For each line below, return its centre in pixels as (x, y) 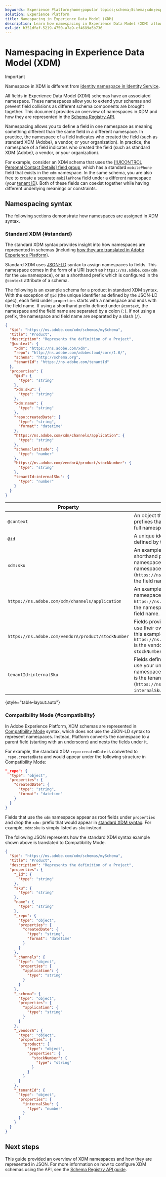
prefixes (143, 522)
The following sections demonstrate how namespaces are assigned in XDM (82, 216)
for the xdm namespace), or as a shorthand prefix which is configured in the (82, 275)
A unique (144, 536)
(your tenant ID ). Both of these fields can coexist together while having (77, 183)
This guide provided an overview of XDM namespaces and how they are (79, 1159)
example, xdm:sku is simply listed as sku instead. (54, 827)
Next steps (22, 1147)
